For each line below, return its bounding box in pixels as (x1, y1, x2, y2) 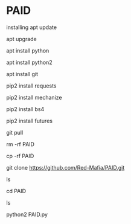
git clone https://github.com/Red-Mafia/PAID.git (6, 164, 125, 171)
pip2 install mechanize (6, 94, 62, 101)
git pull (6, 129, 24, 136)
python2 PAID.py (6, 211, 48, 218)
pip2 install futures (6, 117, 53, 124)
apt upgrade (6, 35, 37, 42)
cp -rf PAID (6, 152, 34, 159)
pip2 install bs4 (6, 105, 45, 112)
